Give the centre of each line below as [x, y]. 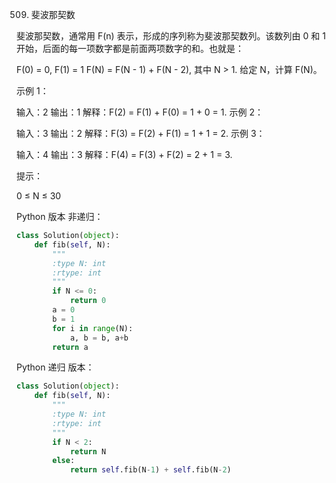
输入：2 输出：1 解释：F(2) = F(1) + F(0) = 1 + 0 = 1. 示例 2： [140, 112]
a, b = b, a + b [99, 338]
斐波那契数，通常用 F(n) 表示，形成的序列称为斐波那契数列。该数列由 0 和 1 [171, 36]
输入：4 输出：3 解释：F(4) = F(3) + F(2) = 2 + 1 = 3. [124, 154]
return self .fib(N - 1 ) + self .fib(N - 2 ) [150, 470]
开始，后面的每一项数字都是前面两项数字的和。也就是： [130, 48]
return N [88, 451]
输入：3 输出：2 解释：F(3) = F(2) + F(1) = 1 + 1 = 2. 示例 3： [141, 133]
